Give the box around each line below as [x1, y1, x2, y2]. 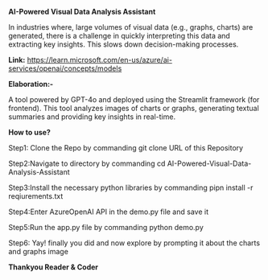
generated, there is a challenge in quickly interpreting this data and [8, 31, 231, 40]
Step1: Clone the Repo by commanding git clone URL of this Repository [8, 143, 244, 152]
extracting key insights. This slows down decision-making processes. [8, 39, 239, 49]
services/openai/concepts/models [8, 64, 122, 73]
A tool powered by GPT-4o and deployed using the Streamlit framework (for [8, 95, 260, 104]
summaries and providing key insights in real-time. [8, 112, 175, 121]
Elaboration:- [8, 80, 54, 89]
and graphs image [8, 247, 68, 256]
